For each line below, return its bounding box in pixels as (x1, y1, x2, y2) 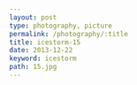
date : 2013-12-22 (9, 46, 73, 55)
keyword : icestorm (9, 54, 77, 63)
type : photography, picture (9, 21, 113, 30)
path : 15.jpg (9, 63, 57, 72)
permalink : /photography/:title (9, 29, 128, 38)
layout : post (9, 12, 57, 22)
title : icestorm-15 (9, 37, 81, 47)
